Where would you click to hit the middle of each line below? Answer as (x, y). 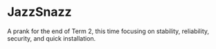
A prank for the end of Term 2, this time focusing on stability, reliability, (108, 31)
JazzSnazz (39, 12)
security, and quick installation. (52, 38)
